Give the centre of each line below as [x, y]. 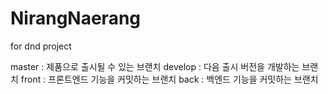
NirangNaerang [76, 18]
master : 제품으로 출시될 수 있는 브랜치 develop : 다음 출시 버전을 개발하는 [155, 66]
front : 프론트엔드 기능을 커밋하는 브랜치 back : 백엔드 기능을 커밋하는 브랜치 [169, 79]
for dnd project [41, 46]
